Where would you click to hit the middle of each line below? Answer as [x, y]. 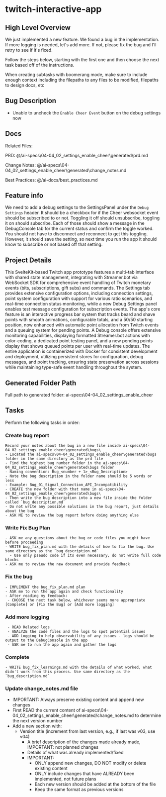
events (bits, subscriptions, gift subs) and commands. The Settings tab [78, 288]
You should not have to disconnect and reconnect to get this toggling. [77, 234]
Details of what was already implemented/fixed [75, 752]
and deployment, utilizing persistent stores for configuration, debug [74, 357]
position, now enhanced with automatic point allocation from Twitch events [82, 325]
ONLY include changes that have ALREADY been [84, 773]
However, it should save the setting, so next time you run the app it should [81, 239]
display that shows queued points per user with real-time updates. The [78, 346]
